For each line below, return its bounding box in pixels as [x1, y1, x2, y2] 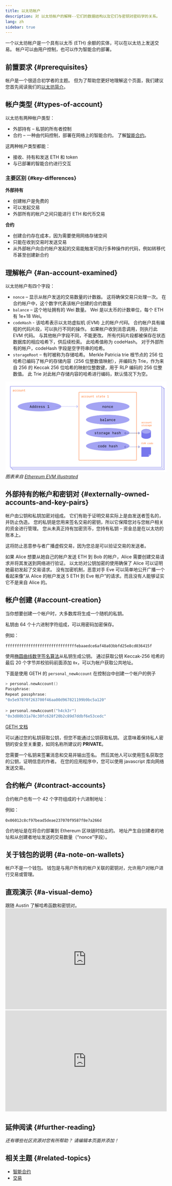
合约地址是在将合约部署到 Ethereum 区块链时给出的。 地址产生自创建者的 [5, 827, 160, 833]
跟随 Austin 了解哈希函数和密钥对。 [5, 902, 80, 908]
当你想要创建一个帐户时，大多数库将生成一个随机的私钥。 [5, 610, 126, 616]
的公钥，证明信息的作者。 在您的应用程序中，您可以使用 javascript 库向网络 [5, 758, 164, 764]
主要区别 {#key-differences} [5, 174, 77, 182]
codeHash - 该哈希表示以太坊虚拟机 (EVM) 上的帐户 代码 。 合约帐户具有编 [12, 319, 165, 325]
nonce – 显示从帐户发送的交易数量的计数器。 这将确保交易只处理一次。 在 [12, 294, 166, 300]
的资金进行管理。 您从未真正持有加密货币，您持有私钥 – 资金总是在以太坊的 [5, 525, 164, 531]
